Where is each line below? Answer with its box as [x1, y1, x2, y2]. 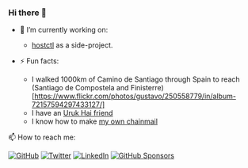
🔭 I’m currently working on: [19, 25, 109, 35]
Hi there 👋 [8, 7, 48, 18]
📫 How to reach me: [8, 132, 76, 142]
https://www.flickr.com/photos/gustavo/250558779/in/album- [34, 91, 236, 101]
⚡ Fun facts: [19, 56, 59, 66]
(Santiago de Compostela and [31, 83, 129, 93]
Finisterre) [130, 83, 164, 93]
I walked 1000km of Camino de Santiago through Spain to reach [31, 74, 240, 84]
